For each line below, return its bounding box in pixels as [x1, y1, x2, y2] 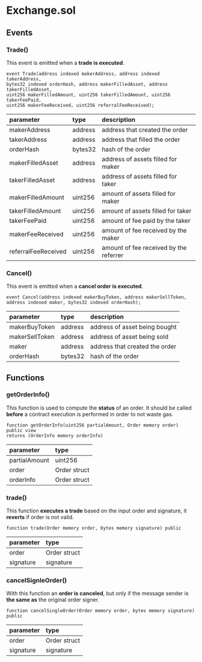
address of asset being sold [90, 333, 169, 341]
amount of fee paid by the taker [102, 216, 191, 225]
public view [6, 427, 36, 433]
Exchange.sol [6, 4, 76, 17]
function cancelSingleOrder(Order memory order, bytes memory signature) [6, 608, 195, 614]
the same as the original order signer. [6, 596, 100, 604]
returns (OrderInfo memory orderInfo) [6, 433, 103, 439]
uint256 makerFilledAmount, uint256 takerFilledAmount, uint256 [6, 91, 171, 98]
